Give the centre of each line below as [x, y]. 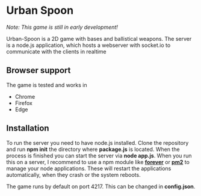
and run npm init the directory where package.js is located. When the [93, 149]
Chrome [25, 96]
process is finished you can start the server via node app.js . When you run [99, 155]
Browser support [39, 71]
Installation [28, 128]
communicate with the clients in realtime [56, 51]
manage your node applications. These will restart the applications [89, 168]
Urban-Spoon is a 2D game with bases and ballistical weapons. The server [99, 38]
